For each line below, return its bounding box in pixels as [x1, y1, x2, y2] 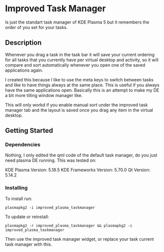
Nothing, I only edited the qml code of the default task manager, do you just [5, 152, 158, 158]
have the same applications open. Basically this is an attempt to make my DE [5, 87, 160, 93]
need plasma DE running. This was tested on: [5, 157, 96, 163]
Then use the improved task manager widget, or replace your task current [5, 236, 154, 242]
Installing [5, 184, 28, 191]
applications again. [5, 67, 43, 73]
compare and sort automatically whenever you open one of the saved [5, 62, 145, 68]
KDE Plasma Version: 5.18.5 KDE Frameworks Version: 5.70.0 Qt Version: [5, 167, 151, 173]
